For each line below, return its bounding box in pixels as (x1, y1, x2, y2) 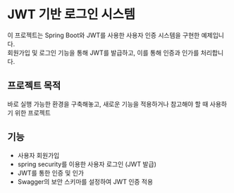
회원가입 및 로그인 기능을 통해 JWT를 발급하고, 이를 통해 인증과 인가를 (7, 48, 199, 57)
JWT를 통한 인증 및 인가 (17, 168, 85, 177)
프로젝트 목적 (7, 80, 61, 92)
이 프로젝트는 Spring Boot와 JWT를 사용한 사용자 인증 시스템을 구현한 (7, 31, 200, 39)
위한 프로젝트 (14, 108, 51, 117)
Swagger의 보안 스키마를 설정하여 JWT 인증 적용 (17, 177, 154, 186)
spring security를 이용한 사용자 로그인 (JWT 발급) (17, 159, 156, 168)
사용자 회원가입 (17, 151, 60, 159)
